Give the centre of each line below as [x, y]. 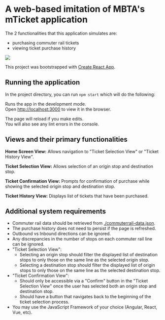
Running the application [43, 82]
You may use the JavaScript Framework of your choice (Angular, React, [85, 307]
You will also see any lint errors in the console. [52, 124]
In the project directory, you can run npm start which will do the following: [80, 94]
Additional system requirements [55, 211]
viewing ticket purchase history [44, 48]
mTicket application [46, 20]
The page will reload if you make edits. [44, 119]
